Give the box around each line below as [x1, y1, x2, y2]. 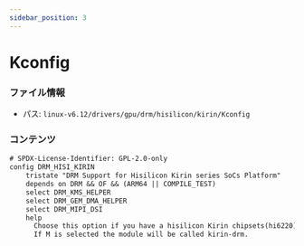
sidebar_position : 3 [9, 13, 88, 23]
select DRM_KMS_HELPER [25, 187, 111, 197]
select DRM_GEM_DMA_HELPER [25, 196, 128, 205]
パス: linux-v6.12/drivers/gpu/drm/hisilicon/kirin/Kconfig [22, 109, 251, 119]
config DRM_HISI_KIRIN [9, 163, 95, 172]
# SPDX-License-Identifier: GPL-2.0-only [9, 155, 168, 164]
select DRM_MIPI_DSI [25, 204, 103, 213]
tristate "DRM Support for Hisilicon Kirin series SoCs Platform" [25, 171, 281, 181]
